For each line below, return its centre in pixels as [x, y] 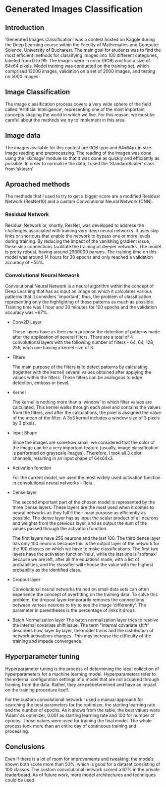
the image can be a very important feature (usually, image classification [85, 448]
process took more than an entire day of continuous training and [71, 726]
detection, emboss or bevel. [41, 383]
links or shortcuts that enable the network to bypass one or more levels [78, 236]
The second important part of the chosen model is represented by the [83, 502]
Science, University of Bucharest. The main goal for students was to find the [83, 50]
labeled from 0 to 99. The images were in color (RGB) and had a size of [78, 60]
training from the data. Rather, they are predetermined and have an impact [81, 685]
